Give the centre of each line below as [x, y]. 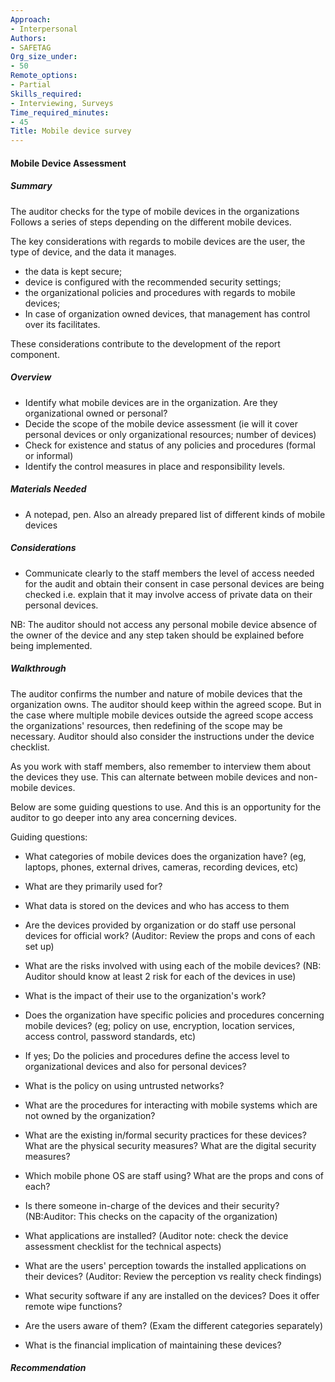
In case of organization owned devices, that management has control [167, 313]
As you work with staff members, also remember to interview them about [161, 766]
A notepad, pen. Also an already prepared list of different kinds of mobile [175, 514]
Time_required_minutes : [60, 112]
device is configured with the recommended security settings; [153, 282]
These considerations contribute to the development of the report [145, 343]
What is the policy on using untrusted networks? [124, 1085]
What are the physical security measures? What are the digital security [170, 1145]
